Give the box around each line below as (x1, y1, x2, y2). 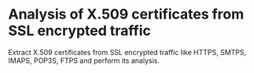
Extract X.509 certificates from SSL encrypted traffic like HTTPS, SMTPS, (8, 47, 247, 57)
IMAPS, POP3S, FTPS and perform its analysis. (8, 56, 160, 65)
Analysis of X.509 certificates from (8, 5, 245, 23)
